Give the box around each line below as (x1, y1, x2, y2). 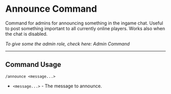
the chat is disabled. (5, 31, 48, 37)
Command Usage (5, 60, 62, 69)
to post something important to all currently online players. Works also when (5, 25, 165, 31)
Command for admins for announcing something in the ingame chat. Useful (5, 20, 163, 26)
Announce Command (5, 3, 97, 15)
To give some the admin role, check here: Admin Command (5, 40, 130, 46)
